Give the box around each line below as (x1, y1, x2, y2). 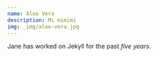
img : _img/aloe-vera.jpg (7, 23, 80, 30)
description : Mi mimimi (7, 17, 77, 24)
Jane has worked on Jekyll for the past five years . (7, 42, 152, 51)
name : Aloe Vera (7, 10, 55, 17)
